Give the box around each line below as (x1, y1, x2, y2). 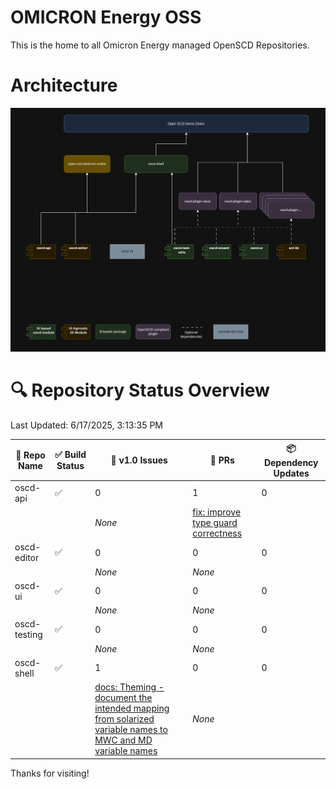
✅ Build (54, 449, 87, 461)
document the (94, 692, 153, 704)
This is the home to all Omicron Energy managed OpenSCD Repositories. (10, 39, 310, 51)
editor (14, 552, 40, 564)
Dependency (263, 456, 319, 468)
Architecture (10, 74, 118, 97)
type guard (192, 517, 238, 529)
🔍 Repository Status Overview (10, 379, 270, 402)
